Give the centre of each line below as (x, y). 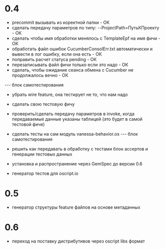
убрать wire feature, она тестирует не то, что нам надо (70, 94)
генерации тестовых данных (42, 154)
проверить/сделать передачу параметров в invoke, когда (73, 114)
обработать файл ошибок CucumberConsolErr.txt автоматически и (82, 49)
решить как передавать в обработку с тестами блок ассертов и (80, 149)
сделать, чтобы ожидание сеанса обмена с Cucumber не (73, 70)
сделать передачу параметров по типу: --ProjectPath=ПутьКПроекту (85, 27)
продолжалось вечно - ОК (40, 75)
